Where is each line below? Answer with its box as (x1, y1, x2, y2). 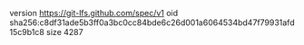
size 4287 (46, 27, 83, 37)
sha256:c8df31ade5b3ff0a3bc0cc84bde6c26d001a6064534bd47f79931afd (9, 17, 295, 28)
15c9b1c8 (9, 27, 45, 37)
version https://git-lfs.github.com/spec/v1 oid (9, 8, 179, 18)
